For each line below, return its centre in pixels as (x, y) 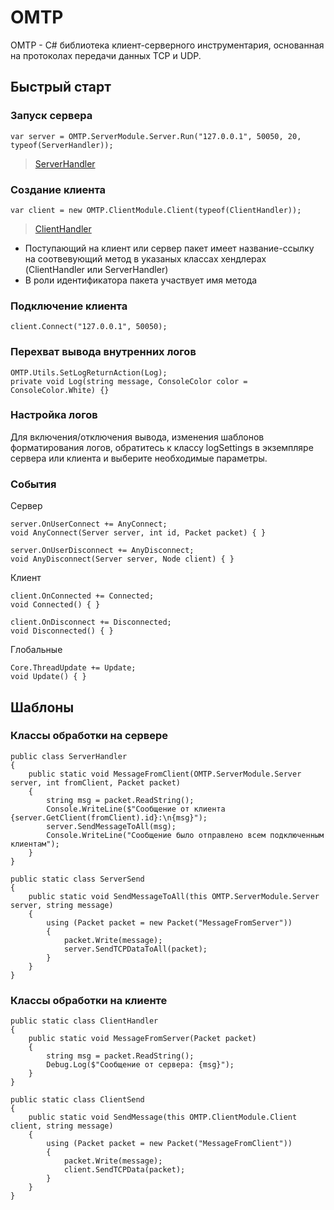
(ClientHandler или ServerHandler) (96, 269)
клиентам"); (35, 844)
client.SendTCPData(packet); (124, 1170)
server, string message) (62, 905)
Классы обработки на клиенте (89, 1000)
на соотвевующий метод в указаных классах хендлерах (145, 258)
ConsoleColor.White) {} (60, 390)
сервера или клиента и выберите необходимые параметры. (139, 458)
